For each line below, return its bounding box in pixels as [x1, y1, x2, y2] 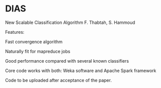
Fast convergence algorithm [5, 38, 63, 45]
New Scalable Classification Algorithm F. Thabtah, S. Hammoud [5, 19, 136, 25]
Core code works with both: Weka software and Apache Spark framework [5, 68, 157, 74]
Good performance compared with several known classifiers [5, 58, 129, 64]
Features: [5, 29, 25, 35]
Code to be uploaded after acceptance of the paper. [5, 77, 112, 83]
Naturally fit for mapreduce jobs [5, 48, 71, 54]
